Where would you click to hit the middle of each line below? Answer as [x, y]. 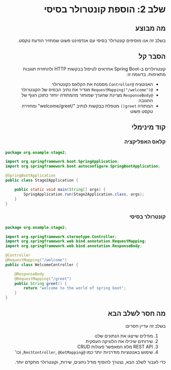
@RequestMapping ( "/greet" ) [43, 279]
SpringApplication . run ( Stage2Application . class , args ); [84, 194]
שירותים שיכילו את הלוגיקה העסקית [119, 341]
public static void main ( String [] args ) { [60, 189]
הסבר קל [152, 56]
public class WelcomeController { [42, 265]
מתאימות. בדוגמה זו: [146, 74]
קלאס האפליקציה [145, 142]
